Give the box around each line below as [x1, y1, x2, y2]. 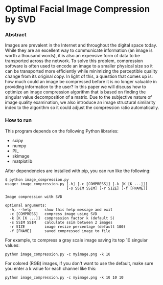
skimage [12, 153, 30, 159]
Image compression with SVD [5, 194, 63, 199]
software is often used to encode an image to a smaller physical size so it [5, 63, 153, 69]
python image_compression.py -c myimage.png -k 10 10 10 [5, 275, 124, 280]
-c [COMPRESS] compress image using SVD [9, 211, 97, 216]
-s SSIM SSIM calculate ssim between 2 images [9, 220, 113, 225]
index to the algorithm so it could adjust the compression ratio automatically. [5, 105, 159, 110]
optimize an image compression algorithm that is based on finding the [5, 89, 146, 95]
